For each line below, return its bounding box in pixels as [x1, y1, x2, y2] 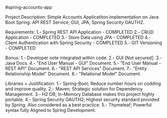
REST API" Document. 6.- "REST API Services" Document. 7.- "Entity [5, 65, 147, 71]
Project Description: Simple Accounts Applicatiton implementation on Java [5, 14, 159, 20]
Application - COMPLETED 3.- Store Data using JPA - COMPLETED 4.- [5, 35, 151, 40]
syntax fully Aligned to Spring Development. [5, 107, 96, 113]
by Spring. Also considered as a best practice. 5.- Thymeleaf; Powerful [5, 102, 152, 107]
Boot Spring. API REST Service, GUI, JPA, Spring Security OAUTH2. [5, 20, 144, 25]
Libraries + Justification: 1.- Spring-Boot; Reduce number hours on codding [5, 80, 161, 86]
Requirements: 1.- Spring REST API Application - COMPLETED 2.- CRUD [5, 29, 154, 35]
